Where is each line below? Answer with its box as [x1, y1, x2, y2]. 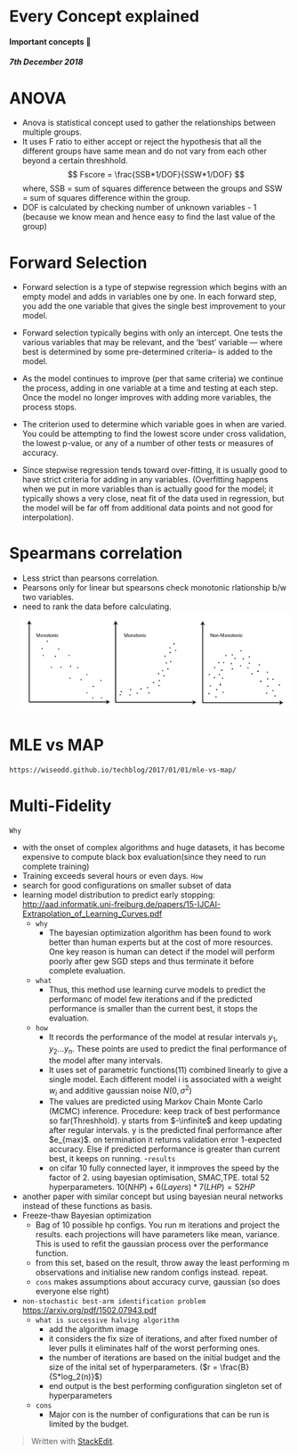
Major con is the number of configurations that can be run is [48, 1410, 270, 1420]
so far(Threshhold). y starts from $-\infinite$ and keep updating [48, 1115, 283, 1126]
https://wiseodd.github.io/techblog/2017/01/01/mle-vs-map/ [9, 765, 238, 775]
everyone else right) [35, 1286, 109, 1297]
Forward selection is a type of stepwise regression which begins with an [21, 282, 287, 293]
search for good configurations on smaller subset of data [21, 880, 232, 891]
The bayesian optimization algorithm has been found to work [48, 928, 271, 938]
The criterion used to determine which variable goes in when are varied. [21, 419, 287, 430]
